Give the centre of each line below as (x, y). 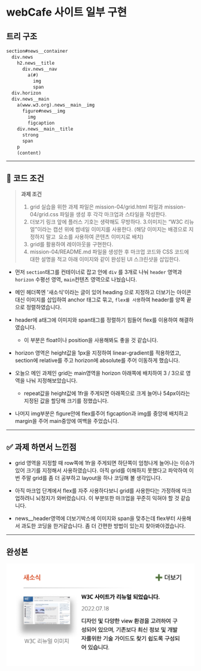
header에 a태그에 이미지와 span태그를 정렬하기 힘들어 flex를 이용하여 (96, 320)
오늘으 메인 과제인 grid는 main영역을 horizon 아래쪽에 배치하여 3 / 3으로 (100, 373)
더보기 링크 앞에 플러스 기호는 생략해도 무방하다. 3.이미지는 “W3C (106, 222)
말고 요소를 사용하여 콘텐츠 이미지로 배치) (95, 237)
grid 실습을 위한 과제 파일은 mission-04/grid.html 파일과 (96, 207)
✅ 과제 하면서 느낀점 (41, 447)
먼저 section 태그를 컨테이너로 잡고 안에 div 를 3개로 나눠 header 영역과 (98, 272)
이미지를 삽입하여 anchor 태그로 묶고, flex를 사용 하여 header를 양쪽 (106, 300)
